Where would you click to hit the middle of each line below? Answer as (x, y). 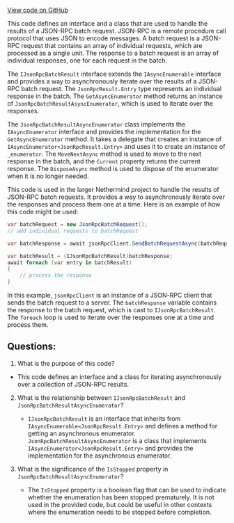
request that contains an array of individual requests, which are (112, 46)
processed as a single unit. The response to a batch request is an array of (113, 53)
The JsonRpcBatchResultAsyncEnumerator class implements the (96, 124)
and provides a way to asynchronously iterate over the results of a (102, 81)
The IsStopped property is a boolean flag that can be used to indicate (127, 490)
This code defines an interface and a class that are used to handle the (108, 23)
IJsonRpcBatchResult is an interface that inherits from (104, 418)
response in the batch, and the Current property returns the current (104, 161)
